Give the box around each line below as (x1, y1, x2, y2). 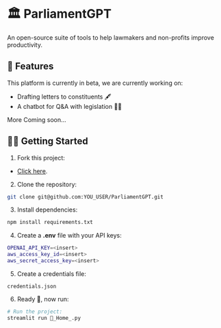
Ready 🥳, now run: (16, 294, 70, 303)
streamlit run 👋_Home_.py (7, 314, 81, 321)
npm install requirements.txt (7, 219, 94, 226)
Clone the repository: (16, 180, 77, 188)
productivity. (7, 40, 43, 49)
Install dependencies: (16, 205, 78, 214)
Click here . (16, 166, 48, 175)
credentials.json (7, 283, 57, 290)
